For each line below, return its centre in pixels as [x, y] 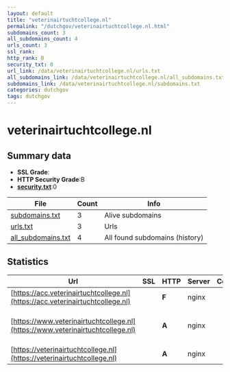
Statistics [28, 262]
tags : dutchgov [29, 97]
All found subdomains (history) [154, 237]
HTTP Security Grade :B [51, 179]
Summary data [39, 155]
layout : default [30, 13]
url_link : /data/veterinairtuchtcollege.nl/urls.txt [84, 71]
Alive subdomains [133, 215]
